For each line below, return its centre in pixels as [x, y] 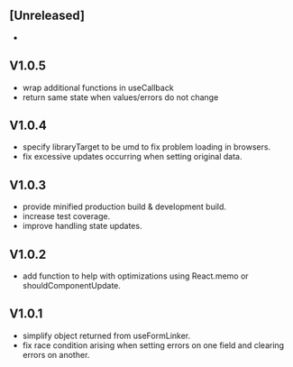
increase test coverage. [66, 216]
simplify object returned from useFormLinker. [106, 335]
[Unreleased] [47, 16]
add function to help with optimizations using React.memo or [136, 276]
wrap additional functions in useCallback [98, 87]
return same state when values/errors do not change [120, 97]
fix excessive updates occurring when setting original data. [132, 157]
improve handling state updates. [82, 226]
